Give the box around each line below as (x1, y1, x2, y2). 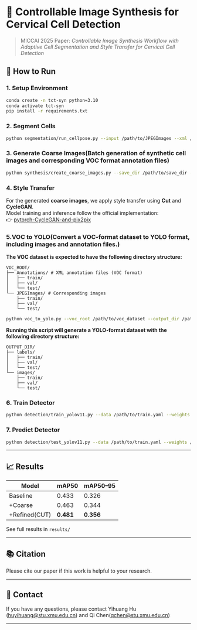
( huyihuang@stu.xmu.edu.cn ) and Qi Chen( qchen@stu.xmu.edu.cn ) (6, 611, 170, 618)
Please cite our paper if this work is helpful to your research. (6, 567, 152, 574)
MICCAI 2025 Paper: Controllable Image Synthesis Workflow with (20, 37, 179, 44)
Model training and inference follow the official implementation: (6, 209, 159, 216)
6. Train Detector (6, 398, 55, 406)
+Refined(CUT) (9, 511, 52, 519)
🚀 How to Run (6, 67, 56, 77)
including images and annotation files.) (6, 240, 120, 248)
